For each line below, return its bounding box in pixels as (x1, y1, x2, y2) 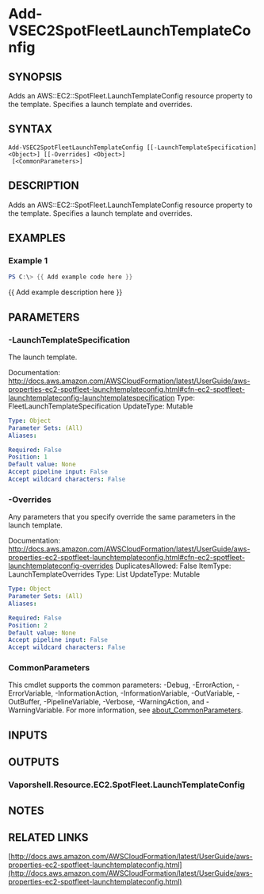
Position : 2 (8, 621, 48, 629)
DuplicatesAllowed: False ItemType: (114, 561, 231, 571)
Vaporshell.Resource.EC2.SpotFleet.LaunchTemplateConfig (8, 779, 246, 790)
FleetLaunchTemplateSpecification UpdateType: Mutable (8, 401, 193, 411)
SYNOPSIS (8, 70, 63, 83)
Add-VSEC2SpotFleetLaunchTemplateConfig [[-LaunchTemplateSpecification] (8, 144, 258, 152)
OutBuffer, (8, 697, 42, 707)
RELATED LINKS (8, 831, 89, 844)
